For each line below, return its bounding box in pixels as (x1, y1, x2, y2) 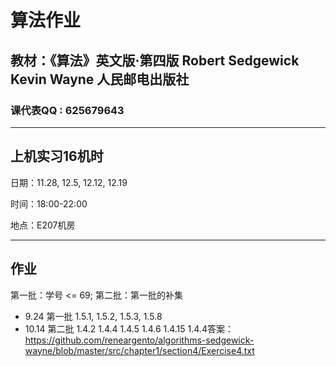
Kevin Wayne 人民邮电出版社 (10, 71, 190, 88)
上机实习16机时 (10, 148, 104, 165)
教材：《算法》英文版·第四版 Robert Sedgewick (10, 52, 300, 69)
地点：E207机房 (10, 219, 76, 231)
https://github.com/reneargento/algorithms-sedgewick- (24, 334, 255, 346)
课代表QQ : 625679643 (10, 103, 125, 117)
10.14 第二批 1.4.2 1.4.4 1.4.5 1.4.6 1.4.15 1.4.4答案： (24, 322, 234, 335)
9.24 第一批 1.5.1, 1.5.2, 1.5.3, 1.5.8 (24, 310, 163, 322)
